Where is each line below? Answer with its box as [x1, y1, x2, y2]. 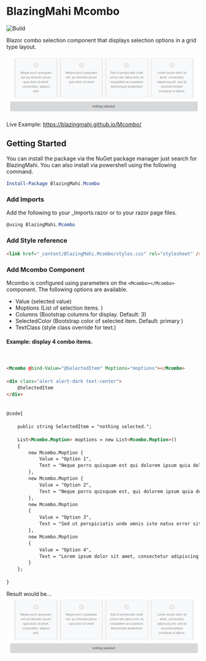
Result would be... [6, 590, 52, 597]
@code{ [6, 410, 23, 417]
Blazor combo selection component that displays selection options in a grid [6, 36, 196, 44]
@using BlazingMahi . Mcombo [6, 221, 75, 228]
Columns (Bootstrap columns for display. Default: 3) [15, 311, 147, 318]
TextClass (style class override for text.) [15, 324, 116, 331]
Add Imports [6, 195, 45, 203]
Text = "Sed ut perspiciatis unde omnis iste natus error [39, 521, 191, 527]
